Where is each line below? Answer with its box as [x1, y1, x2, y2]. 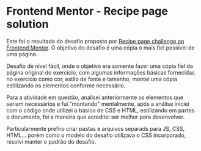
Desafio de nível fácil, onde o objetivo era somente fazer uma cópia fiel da [6, 62, 194, 70]
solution [6, 17, 49, 31]
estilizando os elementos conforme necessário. [6, 81, 126, 89]
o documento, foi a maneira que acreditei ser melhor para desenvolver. [6, 113, 185, 120]
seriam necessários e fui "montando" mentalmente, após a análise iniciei [6, 100, 189, 108]
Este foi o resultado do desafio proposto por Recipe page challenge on [6, 37, 185, 45]
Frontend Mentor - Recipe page [6, 4, 168, 18]
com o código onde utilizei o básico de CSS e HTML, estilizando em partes [6, 106, 194, 114]
